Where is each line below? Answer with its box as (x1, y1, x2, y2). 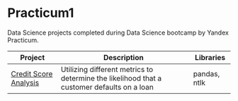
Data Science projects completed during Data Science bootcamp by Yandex (7, 28, 229, 37)
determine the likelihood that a (60, 73, 162, 83)
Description (103, 52, 144, 62)
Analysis (11, 78, 40, 88)
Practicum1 (7, 5, 74, 21)
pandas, (193, 69, 220, 78)
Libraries (194, 52, 226, 62)
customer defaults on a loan (60, 82, 154, 92)
